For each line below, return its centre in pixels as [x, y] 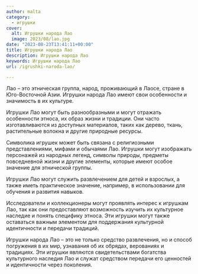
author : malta [24, 12]
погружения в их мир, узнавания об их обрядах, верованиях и [85, 246]
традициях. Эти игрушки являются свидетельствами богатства [86, 252]
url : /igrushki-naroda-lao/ [41, 66]
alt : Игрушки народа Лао [42, 34]
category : [18, 17]
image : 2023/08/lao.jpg [40, 39]
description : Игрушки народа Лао [47, 56]
